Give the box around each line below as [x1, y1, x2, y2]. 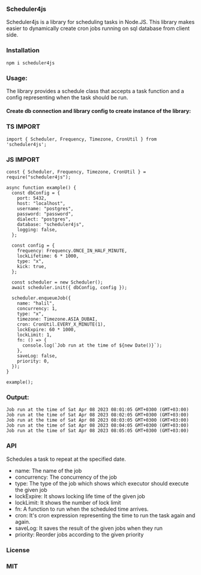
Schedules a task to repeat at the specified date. [6, 455, 126, 463]
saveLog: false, [17, 353, 58, 359]
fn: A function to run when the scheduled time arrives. [14, 505, 149, 513]
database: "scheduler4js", [17, 222, 85, 228]
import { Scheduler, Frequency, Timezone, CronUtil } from [6, 136, 157, 142]
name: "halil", [17, 300, 55, 306]
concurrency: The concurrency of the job [14, 473, 117, 481]
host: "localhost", [17, 201, 66, 207]
